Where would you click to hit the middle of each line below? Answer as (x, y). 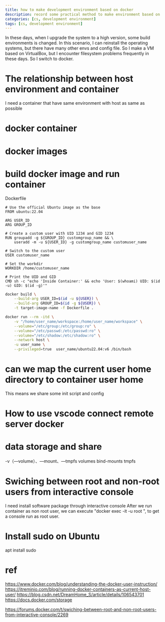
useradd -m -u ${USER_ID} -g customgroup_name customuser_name (81, 242)
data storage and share (54, 447)
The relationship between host (69, 79)
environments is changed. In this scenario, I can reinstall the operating (77, 43)
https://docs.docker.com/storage (39, 600)
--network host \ (32, 340)
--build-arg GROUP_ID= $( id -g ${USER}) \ (57, 303)
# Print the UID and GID (31, 277)
